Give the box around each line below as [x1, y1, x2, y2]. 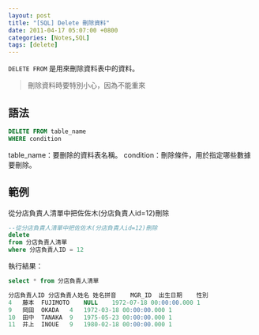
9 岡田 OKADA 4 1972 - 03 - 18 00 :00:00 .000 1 [8, 306, 172, 314]
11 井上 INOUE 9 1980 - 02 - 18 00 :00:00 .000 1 [8, 321, 172, 329]
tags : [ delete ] [8, 41, 58, 49]
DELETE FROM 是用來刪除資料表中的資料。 [8, 64, 140, 74]
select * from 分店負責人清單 [8, 277, 99, 285]
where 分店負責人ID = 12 [8, 246, 84, 254]
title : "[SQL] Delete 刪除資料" [8, 19, 111, 27]
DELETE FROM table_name [8, 128, 87, 135]
